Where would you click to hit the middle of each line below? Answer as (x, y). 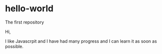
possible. (14, 46)
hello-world (29, 9)
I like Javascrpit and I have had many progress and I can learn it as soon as (81, 41)
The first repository (25, 22)
